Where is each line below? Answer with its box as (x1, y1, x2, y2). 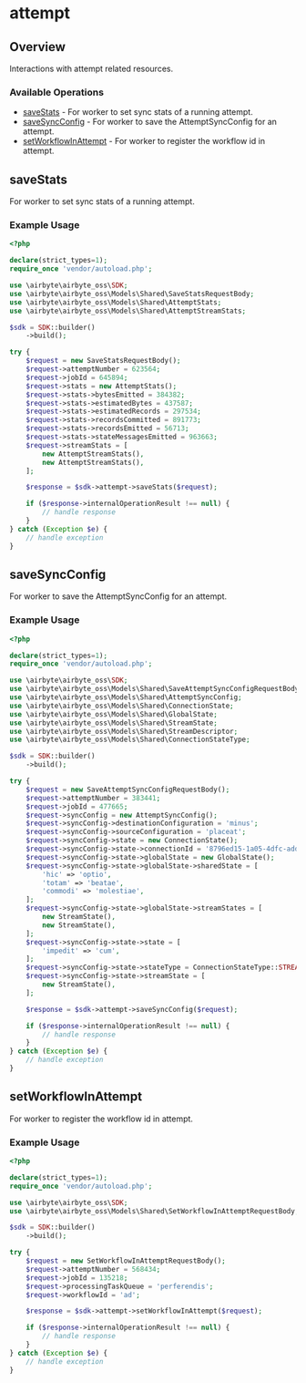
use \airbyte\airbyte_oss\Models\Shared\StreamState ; (9, 718, 219, 728)
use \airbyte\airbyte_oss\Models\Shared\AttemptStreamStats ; (9, 306, 247, 315)
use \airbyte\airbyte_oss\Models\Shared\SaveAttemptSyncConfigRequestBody (9, 685, 300, 694)
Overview (9, 39, 66, 55)
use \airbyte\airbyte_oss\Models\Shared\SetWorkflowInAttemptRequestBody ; (9, 1206, 300, 1215)
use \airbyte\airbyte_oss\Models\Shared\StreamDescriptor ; (9, 727, 239, 736)
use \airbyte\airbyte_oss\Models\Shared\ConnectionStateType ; (9, 735, 250, 745)
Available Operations (9, 86, 105, 98)
